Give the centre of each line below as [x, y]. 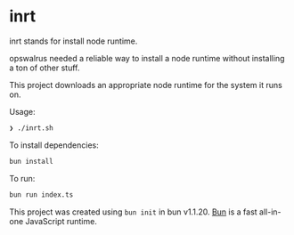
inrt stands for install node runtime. [73, 41]
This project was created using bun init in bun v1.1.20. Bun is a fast [133, 212]
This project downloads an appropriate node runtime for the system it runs [146, 85]
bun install [31, 161]
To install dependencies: [54, 145]
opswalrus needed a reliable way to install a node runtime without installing [147, 58]
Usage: [22, 111]
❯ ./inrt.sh [31, 128]
